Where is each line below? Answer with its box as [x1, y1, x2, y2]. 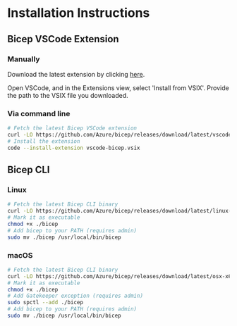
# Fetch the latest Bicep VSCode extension [7, 125, 138, 132]
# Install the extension [7, 137, 80, 145]
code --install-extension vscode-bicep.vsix [7, 144, 140, 151]
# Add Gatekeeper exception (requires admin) [7, 292, 143, 300]
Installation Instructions [7, 5, 150, 21]
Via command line [7, 108, 71, 118]
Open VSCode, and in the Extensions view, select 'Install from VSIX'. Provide [7, 83, 229, 92]
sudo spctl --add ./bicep [7, 299, 83, 306]
